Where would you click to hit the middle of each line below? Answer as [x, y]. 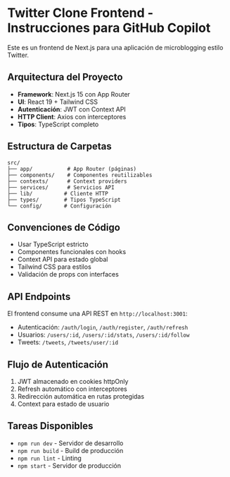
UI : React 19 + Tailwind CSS [58, 102]
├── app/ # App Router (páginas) [72, 169]
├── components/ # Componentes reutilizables [80, 175]
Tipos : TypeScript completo [58, 124]
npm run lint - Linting [50, 458]
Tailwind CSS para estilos [54, 267]
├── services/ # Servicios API [61, 187]
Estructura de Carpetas [60, 146]
